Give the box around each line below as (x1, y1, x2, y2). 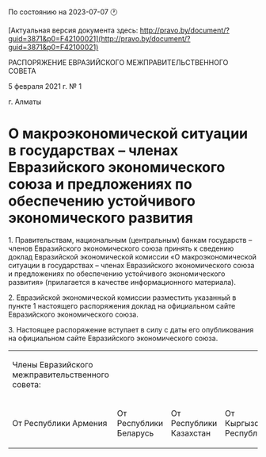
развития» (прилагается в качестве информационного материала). (8, 277, 236, 286)
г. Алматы (8, 97, 42, 106)
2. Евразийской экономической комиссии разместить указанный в (8, 293, 237, 302)
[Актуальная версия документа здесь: (8, 25, 139, 35)
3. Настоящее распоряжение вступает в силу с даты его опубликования (8, 325, 254, 334)
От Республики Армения (12, 417, 108, 428)
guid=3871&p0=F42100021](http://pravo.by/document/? (8, 34, 191, 43)
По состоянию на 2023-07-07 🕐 (8, 7, 118, 17)
